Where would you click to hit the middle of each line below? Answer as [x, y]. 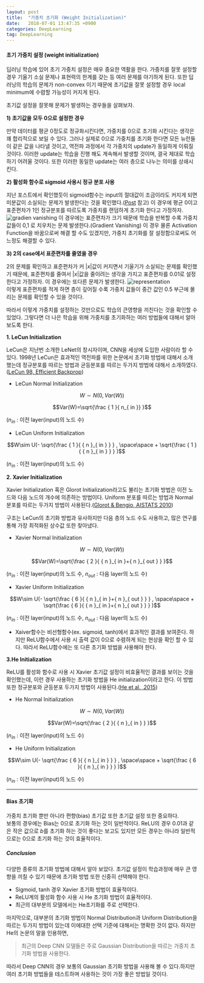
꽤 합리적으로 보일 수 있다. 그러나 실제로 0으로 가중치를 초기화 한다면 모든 [93, 139]
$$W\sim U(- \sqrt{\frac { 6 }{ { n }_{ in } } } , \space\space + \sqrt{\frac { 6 [102, 760]
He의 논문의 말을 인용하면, [37, 933]
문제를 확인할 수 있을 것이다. [51, 297]
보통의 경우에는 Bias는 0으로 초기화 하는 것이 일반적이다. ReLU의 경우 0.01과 [97, 824]
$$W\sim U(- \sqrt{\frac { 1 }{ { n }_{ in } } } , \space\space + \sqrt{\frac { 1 [100, 445]
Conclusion [21, 853]
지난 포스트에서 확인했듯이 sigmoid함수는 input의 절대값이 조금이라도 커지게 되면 [102, 195]
